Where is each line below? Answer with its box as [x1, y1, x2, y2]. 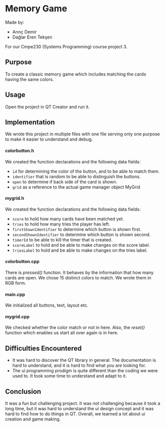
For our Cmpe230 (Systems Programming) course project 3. [5, 43, 127, 49]
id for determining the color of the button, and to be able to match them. [12, 168, 160, 174]
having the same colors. [5, 76, 54, 82]
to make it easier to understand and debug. [5, 136, 93, 142]
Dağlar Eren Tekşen [12, 34, 53, 40]
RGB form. [5, 280, 26, 286]
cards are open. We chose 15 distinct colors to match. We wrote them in [5, 274, 152, 280]
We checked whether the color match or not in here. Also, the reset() [5, 324, 145, 331]
